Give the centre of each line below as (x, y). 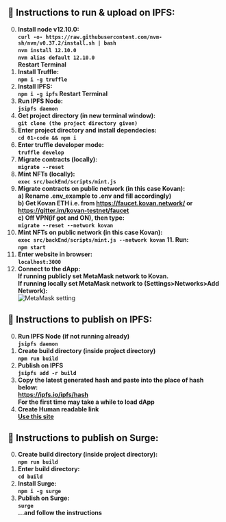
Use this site (36, 416)
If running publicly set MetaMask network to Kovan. (93, 276)
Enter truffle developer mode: (61, 144)
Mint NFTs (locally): (46, 174)
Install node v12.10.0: (48, 29)
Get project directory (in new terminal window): (87, 115)
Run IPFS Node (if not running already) (73, 336)
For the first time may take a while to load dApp (86, 402)
